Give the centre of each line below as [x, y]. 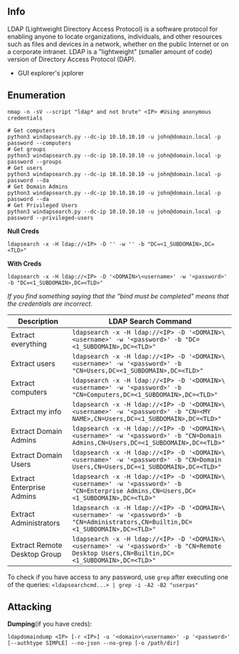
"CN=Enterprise [98, 490]
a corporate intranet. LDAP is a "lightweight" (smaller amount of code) [110, 51]
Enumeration [37, 95]
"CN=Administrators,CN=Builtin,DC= [132, 522]
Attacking [30, 607]
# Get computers [31, 130]
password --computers [39, 143]
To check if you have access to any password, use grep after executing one [118, 577]
